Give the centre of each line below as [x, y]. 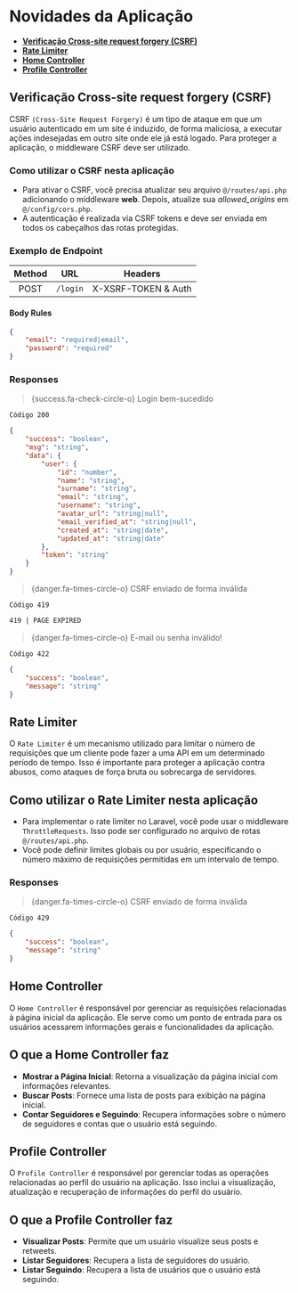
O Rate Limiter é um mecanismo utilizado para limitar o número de [132, 744]
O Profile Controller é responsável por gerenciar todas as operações [139, 1173]
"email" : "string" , [93, 497]
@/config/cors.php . [57, 209]
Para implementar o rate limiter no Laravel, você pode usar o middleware [155, 822]
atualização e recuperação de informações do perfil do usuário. [126, 1192]
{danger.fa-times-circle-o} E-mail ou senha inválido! [126, 637]
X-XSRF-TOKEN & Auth [142, 289]
